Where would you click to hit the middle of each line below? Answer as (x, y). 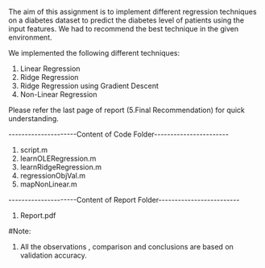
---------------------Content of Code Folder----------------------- (119, 134)
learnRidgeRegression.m (61, 167)
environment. (30, 37)
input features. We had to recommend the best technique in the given (124, 29)
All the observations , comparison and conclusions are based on (126, 247)
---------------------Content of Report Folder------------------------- (124, 200)
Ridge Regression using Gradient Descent (89, 86)
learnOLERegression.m (58, 158)
